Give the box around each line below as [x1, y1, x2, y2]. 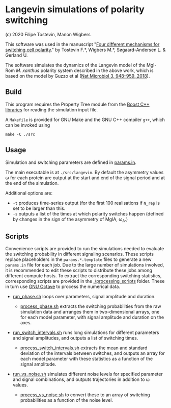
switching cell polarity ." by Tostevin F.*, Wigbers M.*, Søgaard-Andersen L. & [5, 46, 166, 53]
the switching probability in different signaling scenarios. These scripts [5, 251, 154, 257]
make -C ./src [5, 132, 36, 137]
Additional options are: [5, 190, 53, 196]
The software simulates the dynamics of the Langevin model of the [5, 62, 146, 68]
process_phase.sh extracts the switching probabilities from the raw [20, 303, 161, 309]
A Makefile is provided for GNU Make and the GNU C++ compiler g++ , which [5, 116, 165, 123]
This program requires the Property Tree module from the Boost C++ [5, 101, 150, 107]
